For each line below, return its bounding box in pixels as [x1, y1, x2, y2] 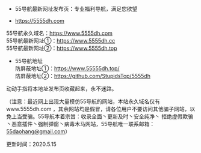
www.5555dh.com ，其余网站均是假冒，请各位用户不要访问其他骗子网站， [6, 106, 190, 112]
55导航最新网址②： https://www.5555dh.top [6, 44, 117, 52]
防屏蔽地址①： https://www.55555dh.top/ [14, 65, 120, 72]
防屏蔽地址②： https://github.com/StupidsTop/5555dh [14, 73, 150, 79]
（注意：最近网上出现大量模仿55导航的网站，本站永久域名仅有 [6, 98, 161, 105]
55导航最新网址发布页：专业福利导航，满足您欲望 [14, 5, 138, 12]
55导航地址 [14, 58, 43, 64]
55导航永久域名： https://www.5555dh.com [6, 29, 113, 37]
